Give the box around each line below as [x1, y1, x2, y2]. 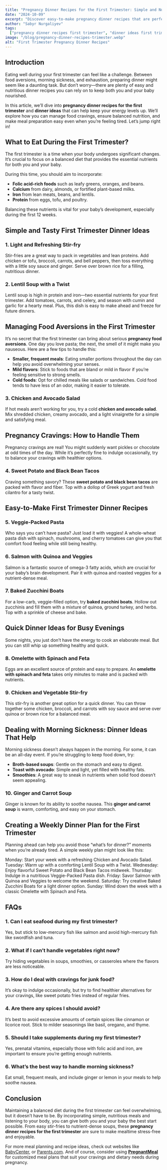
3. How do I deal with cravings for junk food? [5, 976, 115, 983]
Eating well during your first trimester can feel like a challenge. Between [5, 71, 153, 77]
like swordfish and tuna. [5, 934, 54, 940]
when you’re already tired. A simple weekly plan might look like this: [5, 847, 144, 853]
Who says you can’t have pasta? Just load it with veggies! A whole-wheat [5, 530, 156, 536]
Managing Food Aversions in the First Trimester [5, 322, 156, 331]
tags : [5, 26, 16, 31]
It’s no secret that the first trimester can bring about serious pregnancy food [5, 336, 162, 342]
